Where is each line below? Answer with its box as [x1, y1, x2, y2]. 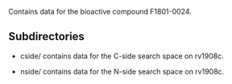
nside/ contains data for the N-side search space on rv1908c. [19, 66, 225, 76]
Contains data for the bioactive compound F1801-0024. [8, 7, 192, 16]
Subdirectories [8, 30, 85, 43]
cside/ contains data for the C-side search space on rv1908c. [19, 51, 224, 61]
